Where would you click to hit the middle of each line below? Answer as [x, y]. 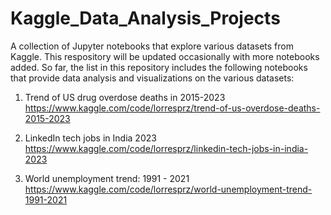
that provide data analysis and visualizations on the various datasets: [152, 78]
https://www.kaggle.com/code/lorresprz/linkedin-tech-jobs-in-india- [166, 148]
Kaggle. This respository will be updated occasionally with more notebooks [165, 56]
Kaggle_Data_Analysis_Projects [145, 18]
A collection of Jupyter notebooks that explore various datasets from [152, 46]
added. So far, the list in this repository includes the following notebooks [159, 67]
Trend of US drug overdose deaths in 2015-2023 [125, 97]
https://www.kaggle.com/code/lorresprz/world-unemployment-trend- [168, 189]
